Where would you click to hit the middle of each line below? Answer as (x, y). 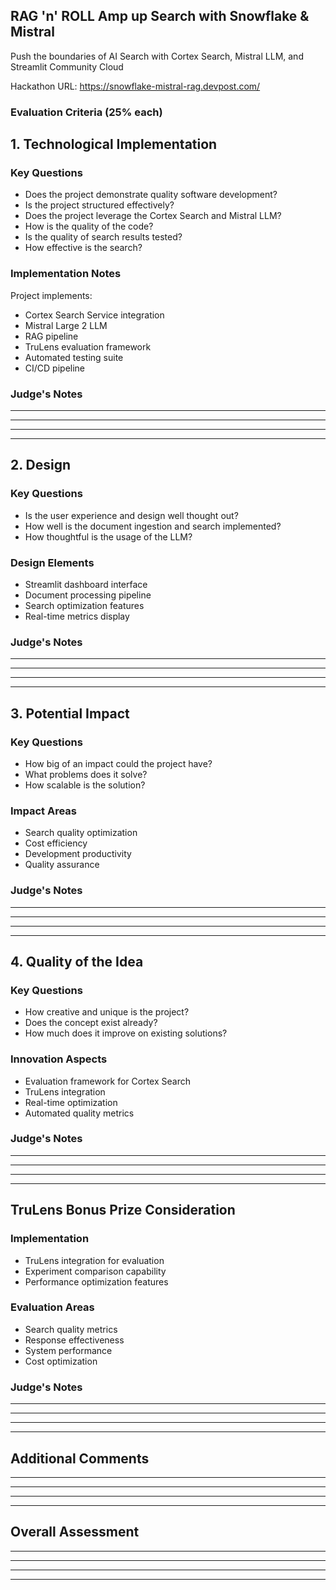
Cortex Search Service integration (94, 315)
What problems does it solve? (86, 774)
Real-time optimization (71, 1102)
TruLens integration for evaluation (94, 1260)
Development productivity (78, 854)
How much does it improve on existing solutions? (126, 1033)
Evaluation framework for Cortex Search (107, 1081)
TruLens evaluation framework (88, 346)
